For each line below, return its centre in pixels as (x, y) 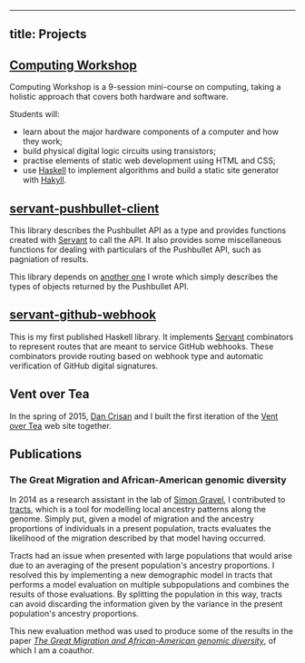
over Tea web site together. (60, 425)
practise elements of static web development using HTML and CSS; (149, 161)
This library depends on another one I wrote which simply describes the (144, 277)
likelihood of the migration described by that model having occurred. (138, 538)
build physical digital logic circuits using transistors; (119, 151)
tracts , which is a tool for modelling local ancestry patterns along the (138, 510)
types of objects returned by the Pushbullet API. (99, 287)
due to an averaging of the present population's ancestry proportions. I (142, 565)
